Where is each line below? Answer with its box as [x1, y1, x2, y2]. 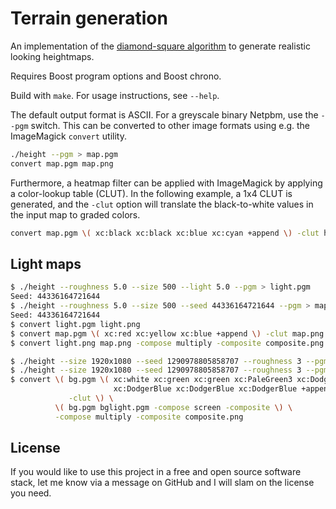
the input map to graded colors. [10, 208, 141, 221]
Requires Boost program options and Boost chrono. [10, 70, 222, 82]
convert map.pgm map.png [10, 158, 114, 169]
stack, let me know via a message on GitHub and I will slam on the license [10, 477, 315, 489]
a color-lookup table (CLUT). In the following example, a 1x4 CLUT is [10, 187, 293, 199]
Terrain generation [10, 7, 168, 30]
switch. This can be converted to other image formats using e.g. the [30, 119, 311, 131]
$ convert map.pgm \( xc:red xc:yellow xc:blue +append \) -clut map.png [10, 328, 325, 339]
